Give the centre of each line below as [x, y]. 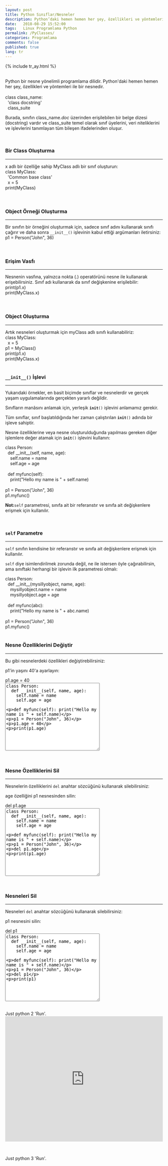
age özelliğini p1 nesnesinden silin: [41, 796]
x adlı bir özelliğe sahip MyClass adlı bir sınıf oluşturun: [62, 166]
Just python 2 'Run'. [26, 1014]
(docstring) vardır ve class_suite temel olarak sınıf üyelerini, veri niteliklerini [82, 123]
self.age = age [25, 463]
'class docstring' [24, 102]
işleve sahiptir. [20, 423]
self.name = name [28, 458]
